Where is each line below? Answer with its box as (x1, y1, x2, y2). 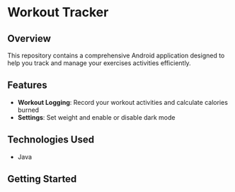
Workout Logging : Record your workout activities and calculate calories (17, 98, 229, 106)
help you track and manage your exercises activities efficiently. (7, 59, 191, 67)
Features (7, 79, 47, 91)
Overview (7, 33, 52, 45)
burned (17, 106, 40, 114)
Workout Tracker (7, 4, 109, 21)
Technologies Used (7, 134, 94, 146)
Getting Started (7, 173, 77, 185)
